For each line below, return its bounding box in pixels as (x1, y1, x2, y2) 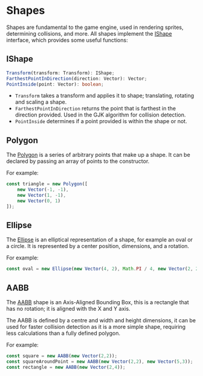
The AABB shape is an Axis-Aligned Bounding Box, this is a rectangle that (6, 299, 189, 306)
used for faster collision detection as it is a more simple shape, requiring (6, 323, 186, 331)
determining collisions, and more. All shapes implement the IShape (6, 30, 172, 37)
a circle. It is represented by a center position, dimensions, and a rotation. (6, 243, 189, 250)
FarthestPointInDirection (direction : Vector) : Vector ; (6, 75, 147, 81)
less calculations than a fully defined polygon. (6, 330, 121, 337)
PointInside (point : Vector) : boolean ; (6, 81, 104, 88)
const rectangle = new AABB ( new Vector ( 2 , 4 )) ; (6, 364, 126, 370)
